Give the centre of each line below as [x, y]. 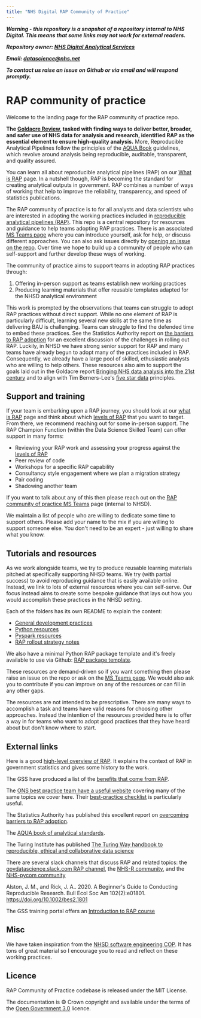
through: [17, 272]
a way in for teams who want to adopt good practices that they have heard [98, 722]
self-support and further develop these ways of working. [76, 254]
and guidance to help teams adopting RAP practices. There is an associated [100, 228]
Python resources [37, 629]
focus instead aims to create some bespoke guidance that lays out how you [99, 593]
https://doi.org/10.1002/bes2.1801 [47, 899]
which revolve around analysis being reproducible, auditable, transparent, [97, 154]
